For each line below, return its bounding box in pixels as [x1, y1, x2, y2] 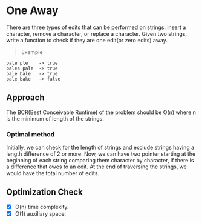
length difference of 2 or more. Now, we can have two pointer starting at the [6, 150, 196, 158]
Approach [6, 92, 45, 103]
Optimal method [6, 130, 55, 138]
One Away [6, 4, 59, 18]
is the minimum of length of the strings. [6, 115, 104, 122]
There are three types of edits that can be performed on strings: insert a [6, 24, 186, 31]
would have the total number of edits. [6, 170, 100, 177]
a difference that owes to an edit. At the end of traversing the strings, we [6, 163, 187, 170]
